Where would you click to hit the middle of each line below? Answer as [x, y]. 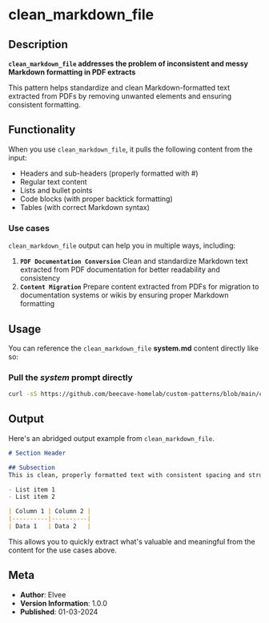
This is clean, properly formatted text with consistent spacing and [127, 475]
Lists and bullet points [56, 190]
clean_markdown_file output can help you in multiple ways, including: [122, 245]
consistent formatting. [45, 105]
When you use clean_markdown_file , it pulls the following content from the [130, 149]
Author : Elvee [43, 594]
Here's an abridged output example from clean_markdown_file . [111, 438]
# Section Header [37, 453]
